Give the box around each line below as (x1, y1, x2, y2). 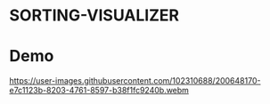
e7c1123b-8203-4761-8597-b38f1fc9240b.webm (9, 85, 190, 96)
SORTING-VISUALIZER (9, 5, 180, 26)
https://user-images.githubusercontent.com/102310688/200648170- (9, 76, 261, 86)
